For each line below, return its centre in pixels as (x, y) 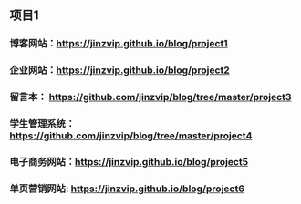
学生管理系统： (42, 124)
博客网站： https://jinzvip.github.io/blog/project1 (119, 44)
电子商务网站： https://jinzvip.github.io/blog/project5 (129, 162)
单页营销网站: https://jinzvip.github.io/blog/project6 (127, 189)
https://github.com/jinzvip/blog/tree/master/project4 (131, 136)
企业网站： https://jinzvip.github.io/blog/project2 (119, 70)
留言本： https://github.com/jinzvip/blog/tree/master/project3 (150, 97)
